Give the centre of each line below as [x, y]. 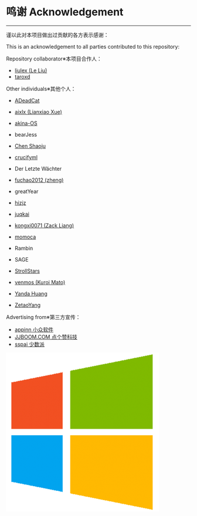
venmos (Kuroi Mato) [40, 282]
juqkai [22, 214]
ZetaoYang [28, 305]
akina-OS [26, 123]
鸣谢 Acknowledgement [65, 12]
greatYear [26, 191]
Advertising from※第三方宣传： [43, 317]
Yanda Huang [31, 293]
